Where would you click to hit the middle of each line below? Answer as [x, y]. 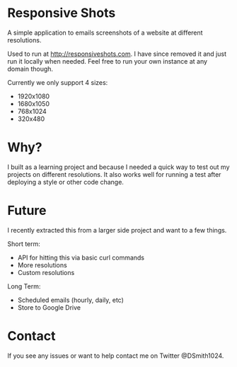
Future [27, 211]
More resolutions [42, 265]
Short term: [24, 244]
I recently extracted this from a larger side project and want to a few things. [117, 230]
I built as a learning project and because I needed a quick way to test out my [118, 167]
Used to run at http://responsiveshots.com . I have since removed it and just [117, 54]
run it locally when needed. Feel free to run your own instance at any [107, 61]
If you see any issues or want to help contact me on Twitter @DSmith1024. [116, 356]
